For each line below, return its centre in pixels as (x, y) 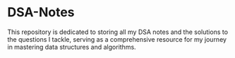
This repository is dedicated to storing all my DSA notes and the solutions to (117, 32)
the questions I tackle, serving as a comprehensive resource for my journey (117, 39)
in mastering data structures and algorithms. (72, 47)
